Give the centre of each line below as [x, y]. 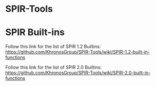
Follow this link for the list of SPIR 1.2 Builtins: [53, 47]
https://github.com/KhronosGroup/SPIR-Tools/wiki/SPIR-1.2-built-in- [78, 52]
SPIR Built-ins [35, 33]
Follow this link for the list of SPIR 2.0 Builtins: [53, 68]
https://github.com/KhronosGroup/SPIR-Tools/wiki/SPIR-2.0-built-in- [78, 73]
